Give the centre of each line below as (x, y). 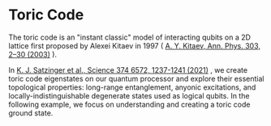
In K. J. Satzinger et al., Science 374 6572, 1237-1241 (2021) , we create (128, 69)
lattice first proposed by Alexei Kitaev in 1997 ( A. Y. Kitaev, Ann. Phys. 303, (135, 45)
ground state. (31, 113)
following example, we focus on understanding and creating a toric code (129, 104)
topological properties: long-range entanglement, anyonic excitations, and (132, 87)
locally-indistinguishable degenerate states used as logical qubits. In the (129, 95)
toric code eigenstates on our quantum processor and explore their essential (136, 78)
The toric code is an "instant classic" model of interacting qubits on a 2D (130, 37)
